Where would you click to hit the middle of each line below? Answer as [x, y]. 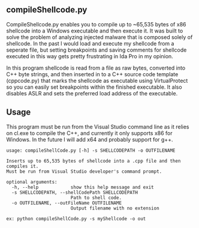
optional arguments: [32, 182]
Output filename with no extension [115, 208]
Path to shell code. [96, 197]
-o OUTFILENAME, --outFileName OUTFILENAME [67, 203]
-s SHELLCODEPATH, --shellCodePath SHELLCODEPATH [75, 192]
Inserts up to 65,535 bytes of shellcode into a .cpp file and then [94, 161]
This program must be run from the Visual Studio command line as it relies [98, 127]
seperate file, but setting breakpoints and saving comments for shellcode [97, 50]
